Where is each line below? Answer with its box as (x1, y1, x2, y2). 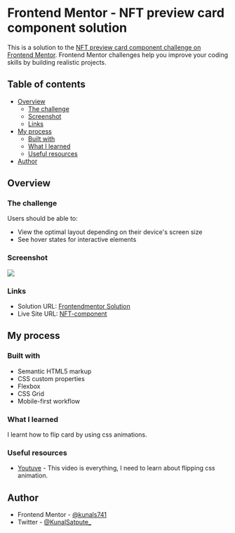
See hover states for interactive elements (17, 236, 137, 244)
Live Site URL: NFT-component (17, 309, 107, 318)
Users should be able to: (7, 214, 79, 223)
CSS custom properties (17, 374, 86, 383)
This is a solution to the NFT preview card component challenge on (7, 43, 201, 51)
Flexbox (17, 382, 41, 390)
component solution (7, 20, 128, 36)
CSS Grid (17, 389, 44, 398)
